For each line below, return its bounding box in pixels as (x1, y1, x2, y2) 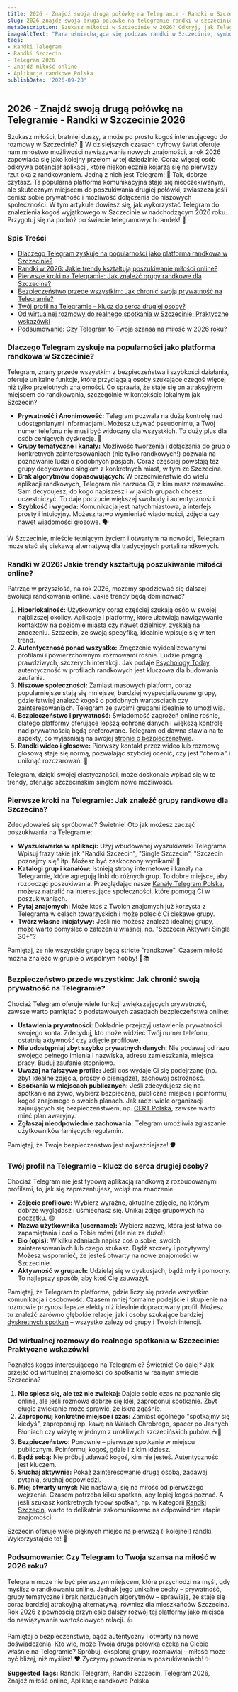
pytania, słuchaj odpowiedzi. (17, 1475, 101, 1484)
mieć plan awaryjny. (17, 1111, 76, 1120)
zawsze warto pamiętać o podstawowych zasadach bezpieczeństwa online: (7, 1007, 229, 1015)
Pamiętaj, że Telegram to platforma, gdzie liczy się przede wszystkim (7, 1287, 209, 1296)
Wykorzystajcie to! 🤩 (7, 1534, 68, 1543)
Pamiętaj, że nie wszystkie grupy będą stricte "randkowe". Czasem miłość (7, 946, 224, 955)
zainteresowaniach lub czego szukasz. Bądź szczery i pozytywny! (17, 1243, 211, 1252)
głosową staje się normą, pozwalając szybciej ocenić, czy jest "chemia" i (17, 749, 231, 758)
